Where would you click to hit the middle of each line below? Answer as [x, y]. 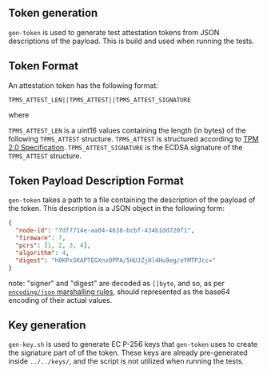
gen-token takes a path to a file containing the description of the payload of [132, 200]
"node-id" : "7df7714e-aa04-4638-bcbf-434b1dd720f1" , [105, 231]
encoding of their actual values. [60, 300]
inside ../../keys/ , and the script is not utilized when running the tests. [126, 361]
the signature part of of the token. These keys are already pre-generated [128, 353]
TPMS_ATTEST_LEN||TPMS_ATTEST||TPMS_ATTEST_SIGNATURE [100, 100]
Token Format [43, 66]
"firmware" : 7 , [41, 238]
